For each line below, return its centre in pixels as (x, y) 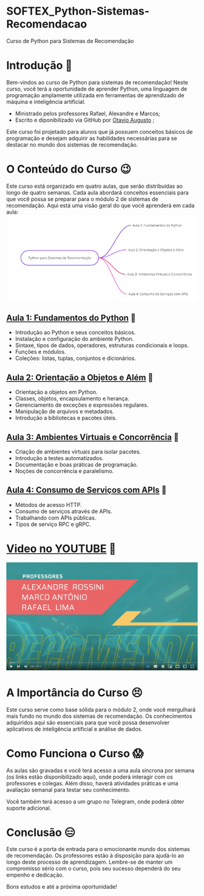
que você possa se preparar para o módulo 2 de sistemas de (83, 199)
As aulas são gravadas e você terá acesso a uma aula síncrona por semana (100, 770)
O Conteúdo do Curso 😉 (69, 169)
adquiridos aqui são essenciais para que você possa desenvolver (88, 722)
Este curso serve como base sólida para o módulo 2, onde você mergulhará (101, 709)
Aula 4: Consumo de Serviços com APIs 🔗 (87, 490)
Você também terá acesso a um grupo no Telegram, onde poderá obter (95, 801)
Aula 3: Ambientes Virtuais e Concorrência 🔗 (93, 437)
